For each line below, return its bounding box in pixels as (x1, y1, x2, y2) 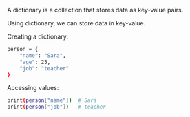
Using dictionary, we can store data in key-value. (7, 19, 146, 27)
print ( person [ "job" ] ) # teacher (7, 103, 107, 111)
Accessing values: (7, 84, 59, 92)
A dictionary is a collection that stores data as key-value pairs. (7, 6, 184, 14)
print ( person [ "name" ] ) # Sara (7, 97, 97, 104)
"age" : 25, (19, 58, 51, 65)
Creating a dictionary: (7, 32, 69, 41)
